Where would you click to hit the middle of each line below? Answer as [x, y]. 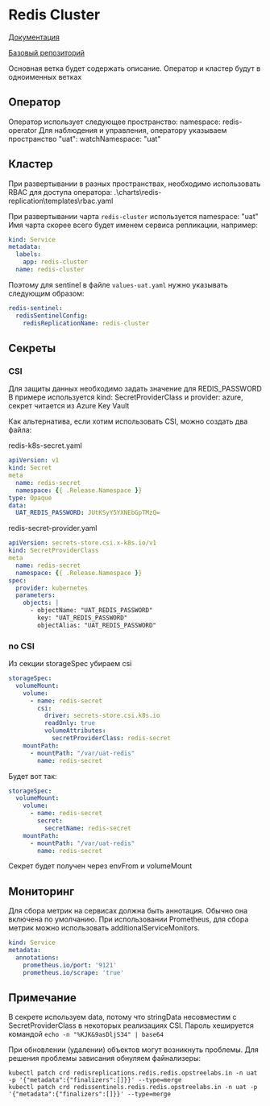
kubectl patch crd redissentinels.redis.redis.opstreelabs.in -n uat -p [133, 1087]
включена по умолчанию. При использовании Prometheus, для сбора [129, 919]
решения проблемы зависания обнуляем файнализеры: [105, 1058]
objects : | [41, 603]
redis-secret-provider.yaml [53, 528]
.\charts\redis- [138, 192]
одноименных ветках [45, 77]
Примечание [42, 998]
